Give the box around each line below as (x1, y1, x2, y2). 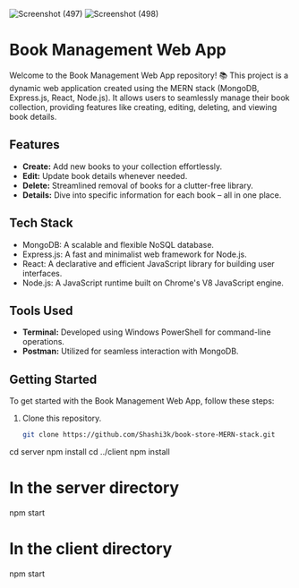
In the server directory (9, 478, 180, 499)
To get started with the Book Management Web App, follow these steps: (9, 396, 275, 406)
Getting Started (9, 371, 98, 387)
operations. (21, 337, 65, 347)
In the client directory (9, 539, 173, 559)
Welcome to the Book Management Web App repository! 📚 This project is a (9, 70, 289, 81)
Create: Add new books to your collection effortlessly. (21, 161, 223, 172)
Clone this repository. (21, 413, 102, 424)
